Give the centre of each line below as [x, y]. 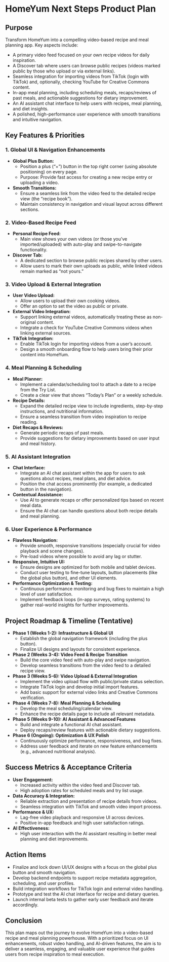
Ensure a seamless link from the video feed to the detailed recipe [88, 193]
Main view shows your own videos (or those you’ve [74, 239]
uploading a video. [39, 182]
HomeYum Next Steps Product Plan [80, 9]
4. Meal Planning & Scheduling [44, 368]
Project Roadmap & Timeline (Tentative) [69, 621]
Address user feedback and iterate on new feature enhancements [89, 746]
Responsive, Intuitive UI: [39, 562]
